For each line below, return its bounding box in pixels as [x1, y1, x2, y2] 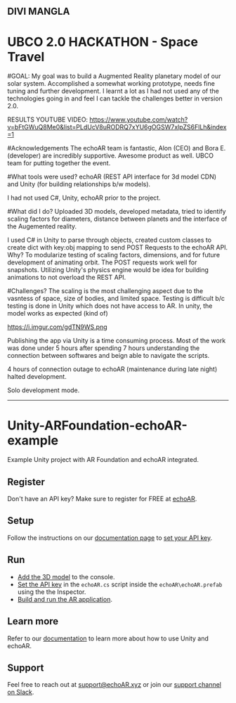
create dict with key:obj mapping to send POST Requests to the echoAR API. [7, 243, 228, 252]
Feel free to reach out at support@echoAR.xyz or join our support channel [7, 681, 221, 689]
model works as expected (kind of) [7, 309, 108, 318]
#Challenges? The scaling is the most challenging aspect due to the [7, 287, 204, 295]
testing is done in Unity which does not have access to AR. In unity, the [7, 302, 213, 310]
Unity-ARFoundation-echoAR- [7, 418, 188, 433]
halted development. [7, 373, 67, 381]
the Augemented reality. [7, 222, 77, 231]
